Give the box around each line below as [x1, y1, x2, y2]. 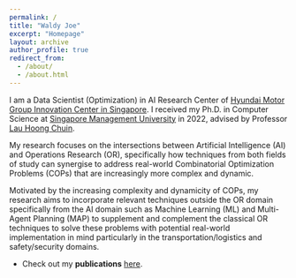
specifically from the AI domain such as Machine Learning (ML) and [9, 204, 256, 214]
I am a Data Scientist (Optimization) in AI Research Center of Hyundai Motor [9, 94, 285, 105]
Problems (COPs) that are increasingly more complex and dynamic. [9, 168, 254, 178]
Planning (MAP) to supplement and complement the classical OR [33, 213, 268, 223]
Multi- [257, 204, 280, 214]
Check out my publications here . [21, 258, 143, 269]
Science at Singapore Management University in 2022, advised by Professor [9, 113, 288, 124]
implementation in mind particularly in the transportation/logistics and [9, 231, 262, 243]
